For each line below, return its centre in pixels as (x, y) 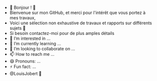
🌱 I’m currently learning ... (35, 43)
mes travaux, (22, 18)
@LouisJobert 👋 (26, 73)
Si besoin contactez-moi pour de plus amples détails (62, 33)
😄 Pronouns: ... (25, 61)
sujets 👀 (17, 28)
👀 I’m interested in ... (30, 38)
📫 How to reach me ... (32, 54)
